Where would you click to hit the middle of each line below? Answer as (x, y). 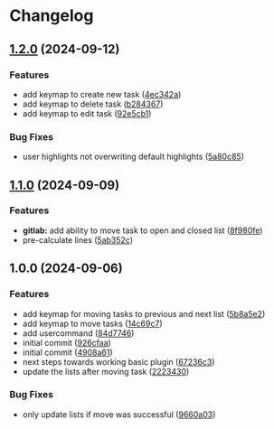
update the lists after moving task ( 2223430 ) (106, 371)
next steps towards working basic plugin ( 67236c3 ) (118, 361)
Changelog (52, 16)
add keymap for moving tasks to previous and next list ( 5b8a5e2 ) (144, 313)
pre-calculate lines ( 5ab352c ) (78, 239)
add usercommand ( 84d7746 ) (78, 333)
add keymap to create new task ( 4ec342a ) (102, 94)
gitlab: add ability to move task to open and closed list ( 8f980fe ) (142, 230)
